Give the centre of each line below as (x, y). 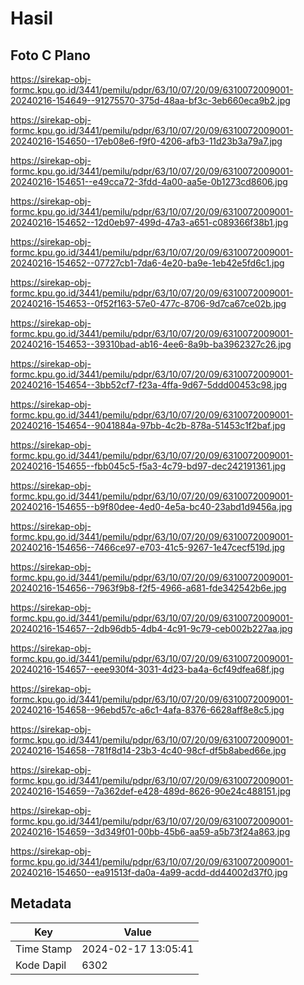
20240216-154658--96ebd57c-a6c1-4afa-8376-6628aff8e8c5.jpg (147, 710)
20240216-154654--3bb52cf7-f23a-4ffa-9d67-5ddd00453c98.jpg (149, 385)
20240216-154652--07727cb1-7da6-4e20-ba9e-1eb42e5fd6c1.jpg (147, 263)
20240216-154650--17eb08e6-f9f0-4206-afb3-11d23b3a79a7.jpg (146, 141)
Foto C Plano (50, 55)
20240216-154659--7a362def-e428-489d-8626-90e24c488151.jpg (151, 791)
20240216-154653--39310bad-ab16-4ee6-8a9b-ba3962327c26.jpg (151, 344)
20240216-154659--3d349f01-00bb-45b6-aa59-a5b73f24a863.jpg (150, 831)
